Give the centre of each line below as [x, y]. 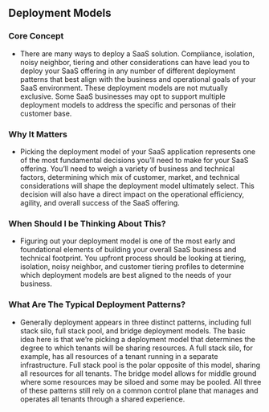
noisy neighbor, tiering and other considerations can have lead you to [135, 62]
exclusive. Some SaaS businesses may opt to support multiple [123, 96]
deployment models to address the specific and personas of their [128, 104]
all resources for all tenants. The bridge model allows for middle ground [138, 373]
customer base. [46, 113]
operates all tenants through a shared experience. [102, 399]
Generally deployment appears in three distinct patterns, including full [135, 322]
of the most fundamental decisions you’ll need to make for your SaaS [134, 160]
